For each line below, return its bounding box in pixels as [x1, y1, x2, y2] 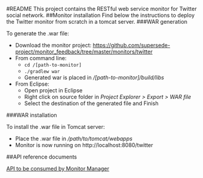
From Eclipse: [15, 80, 50, 87]
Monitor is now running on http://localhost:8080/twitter [15, 142, 154, 148]
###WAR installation [6, 112, 58, 118]
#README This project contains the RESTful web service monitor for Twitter [6, 5, 197, 12]
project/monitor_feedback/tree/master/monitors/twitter [15, 48, 153, 55]
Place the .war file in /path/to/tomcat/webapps [15, 135, 132, 142]
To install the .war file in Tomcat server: [6, 123, 105, 130]
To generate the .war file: [6, 30, 69, 37]
